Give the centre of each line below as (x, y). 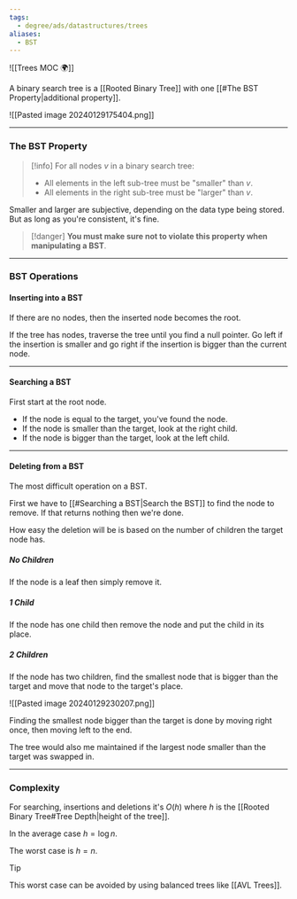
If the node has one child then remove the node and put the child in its (137, 625)
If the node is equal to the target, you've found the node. (125, 418)
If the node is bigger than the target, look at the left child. (126, 438)
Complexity (34, 787)
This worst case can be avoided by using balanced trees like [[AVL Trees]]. (146, 885)
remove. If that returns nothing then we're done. (96, 513)
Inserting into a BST (46, 298)
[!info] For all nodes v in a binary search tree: (112, 166)
